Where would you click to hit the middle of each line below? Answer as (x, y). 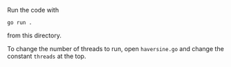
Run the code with (33, 10)
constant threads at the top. (47, 56)
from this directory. (35, 35)
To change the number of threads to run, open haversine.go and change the (116, 49)
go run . (20, 23)
